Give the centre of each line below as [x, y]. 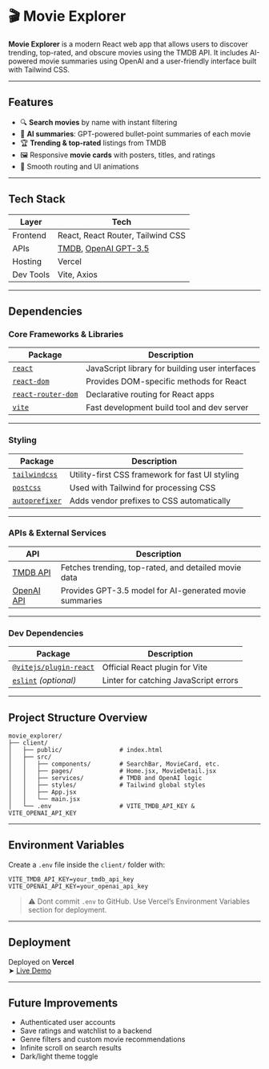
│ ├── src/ [30, 757]
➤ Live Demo [30, 970]
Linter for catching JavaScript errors [170, 681]
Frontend [29, 235]
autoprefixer [37, 500]
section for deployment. [67, 909]
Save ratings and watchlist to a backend [86, 1031]
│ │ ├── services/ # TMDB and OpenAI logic [105, 778]
